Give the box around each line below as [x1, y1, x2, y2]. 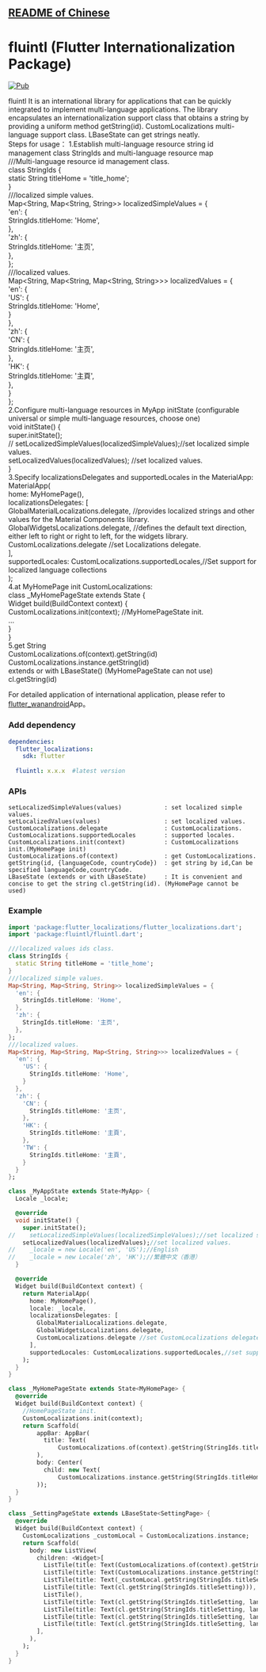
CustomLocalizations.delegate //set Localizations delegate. [8, 540, 202, 550]
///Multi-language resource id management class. [8, 157, 170, 166]
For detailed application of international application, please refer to [8, 690, 226, 699]
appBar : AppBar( [36, 1429, 90, 1437]
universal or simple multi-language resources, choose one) [8, 413, 200, 423]
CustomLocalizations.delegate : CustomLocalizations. [8, 825, 243, 832]
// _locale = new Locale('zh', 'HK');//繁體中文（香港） [8, 1253, 201, 1262]
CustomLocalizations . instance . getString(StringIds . [58, 1473, 232, 1481]
